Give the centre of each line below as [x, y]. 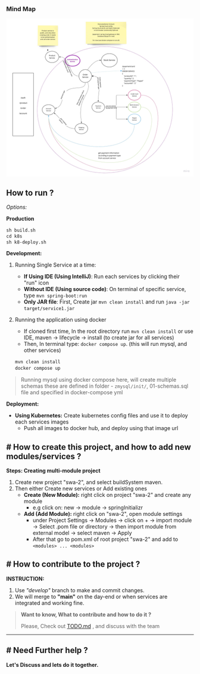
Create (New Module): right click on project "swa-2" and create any [107, 494]
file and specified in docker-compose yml [72, 392]
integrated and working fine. [49, 603]
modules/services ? [44, 456]
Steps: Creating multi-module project [53, 471]
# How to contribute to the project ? [73, 565]
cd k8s [14, 236]
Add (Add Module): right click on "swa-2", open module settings [103, 514]
